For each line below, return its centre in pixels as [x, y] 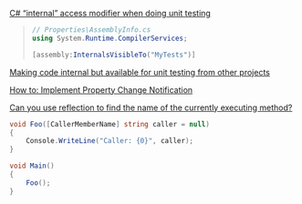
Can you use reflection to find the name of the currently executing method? [151, 107]
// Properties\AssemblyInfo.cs [91, 30]
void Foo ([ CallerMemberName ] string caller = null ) [109, 124]
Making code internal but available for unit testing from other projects [140, 72]
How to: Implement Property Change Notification [101, 89]
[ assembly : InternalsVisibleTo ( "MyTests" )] [114, 55]
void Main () [32, 166]
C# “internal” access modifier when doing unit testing [110, 13]
